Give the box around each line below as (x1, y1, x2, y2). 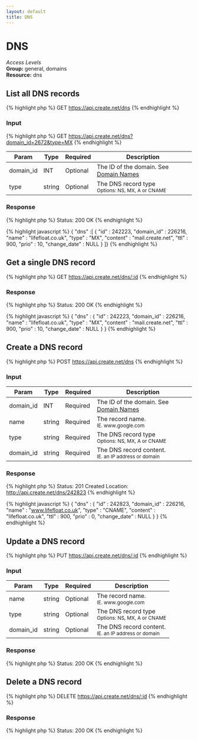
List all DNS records (6, 88, 80, 98)
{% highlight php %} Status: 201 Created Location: (6, 483, 128, 490)
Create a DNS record (6, 343, 83, 353)
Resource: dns (6, 71, 42, 78)
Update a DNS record (6, 536, 85, 546)
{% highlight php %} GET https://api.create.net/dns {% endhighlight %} (6, 104, 180, 111)
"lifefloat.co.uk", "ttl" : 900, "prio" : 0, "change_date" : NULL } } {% (6, 513, 168, 520)
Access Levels (6, 59, 41, 66)
